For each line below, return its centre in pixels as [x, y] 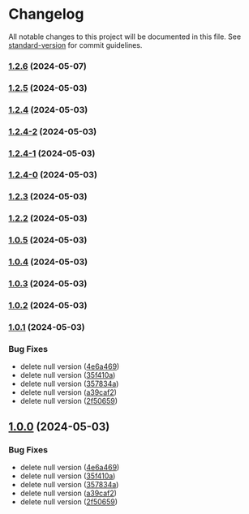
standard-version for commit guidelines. [75, 45]
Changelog [46, 14]
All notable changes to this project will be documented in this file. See [125, 36]
